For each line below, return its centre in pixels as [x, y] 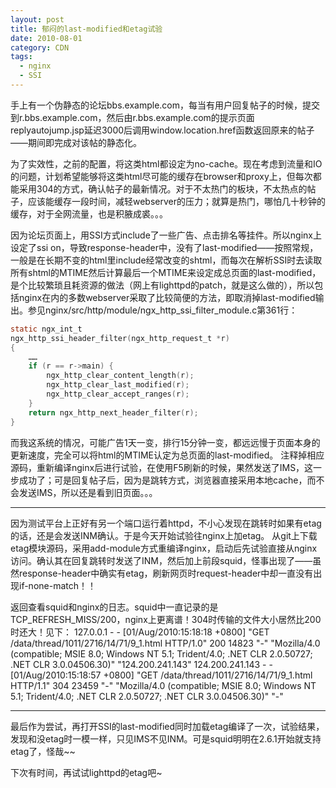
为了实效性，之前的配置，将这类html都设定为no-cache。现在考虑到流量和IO [166, 163]
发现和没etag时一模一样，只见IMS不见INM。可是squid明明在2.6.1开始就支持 [166, 738]
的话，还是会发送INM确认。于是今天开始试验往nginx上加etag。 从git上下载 [164, 535]
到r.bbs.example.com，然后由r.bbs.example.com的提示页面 [132, 117]
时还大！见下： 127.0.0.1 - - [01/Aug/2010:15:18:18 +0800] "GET [140, 632]
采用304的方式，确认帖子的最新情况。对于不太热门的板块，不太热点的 [163, 188]
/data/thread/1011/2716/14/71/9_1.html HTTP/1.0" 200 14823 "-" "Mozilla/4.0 [165, 643]
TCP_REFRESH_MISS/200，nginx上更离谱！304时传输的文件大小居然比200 [166, 619]
